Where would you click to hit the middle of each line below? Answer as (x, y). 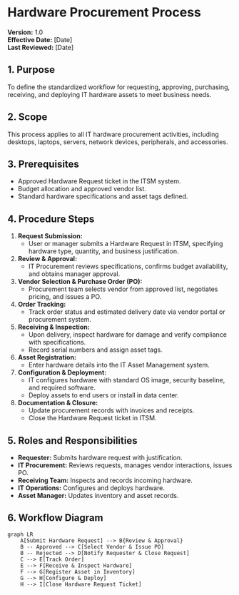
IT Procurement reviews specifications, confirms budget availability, (128, 266)
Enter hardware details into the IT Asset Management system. (119, 365)
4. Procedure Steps (51, 219)
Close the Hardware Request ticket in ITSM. (92, 418)
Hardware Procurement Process (104, 12)
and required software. (62, 388)
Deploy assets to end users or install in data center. (104, 395)
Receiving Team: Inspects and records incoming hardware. (105, 480)
